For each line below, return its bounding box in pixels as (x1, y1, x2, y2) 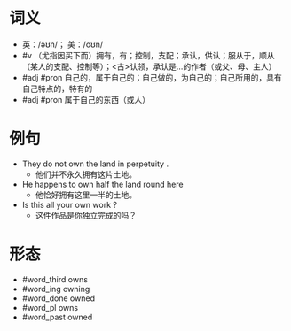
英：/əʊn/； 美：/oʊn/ (21, 39, 104, 50)
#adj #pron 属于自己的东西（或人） (21, 94, 151, 104)
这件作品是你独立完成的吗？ (35, 210, 138, 220)
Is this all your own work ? (21, 199, 118, 210)
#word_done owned (21, 293, 96, 304)
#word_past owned (21, 312, 93, 322)
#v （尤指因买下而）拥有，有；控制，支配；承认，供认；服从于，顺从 (21, 50, 275, 60)
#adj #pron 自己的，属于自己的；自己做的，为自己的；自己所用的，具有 (21, 72, 282, 82)
